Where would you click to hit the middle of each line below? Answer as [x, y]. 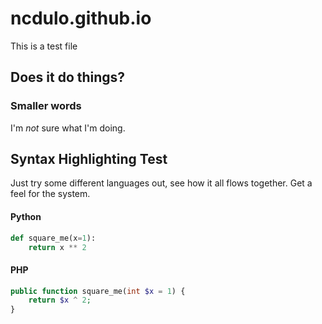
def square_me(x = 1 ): [53, 238]
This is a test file [44, 46]
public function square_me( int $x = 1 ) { [98, 291]
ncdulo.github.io [81, 18]
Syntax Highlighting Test [89, 159]
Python [26, 217]
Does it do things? [68, 77]
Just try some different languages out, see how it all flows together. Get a [161, 183]
